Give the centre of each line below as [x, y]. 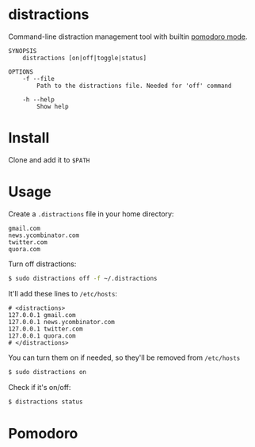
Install [29, 138]
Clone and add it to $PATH [49, 159]
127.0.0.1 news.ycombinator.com [61, 322]
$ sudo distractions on [48, 372]
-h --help [39, 99]
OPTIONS [21, 72]
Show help [53, 106]
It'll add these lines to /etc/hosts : [63, 293]
